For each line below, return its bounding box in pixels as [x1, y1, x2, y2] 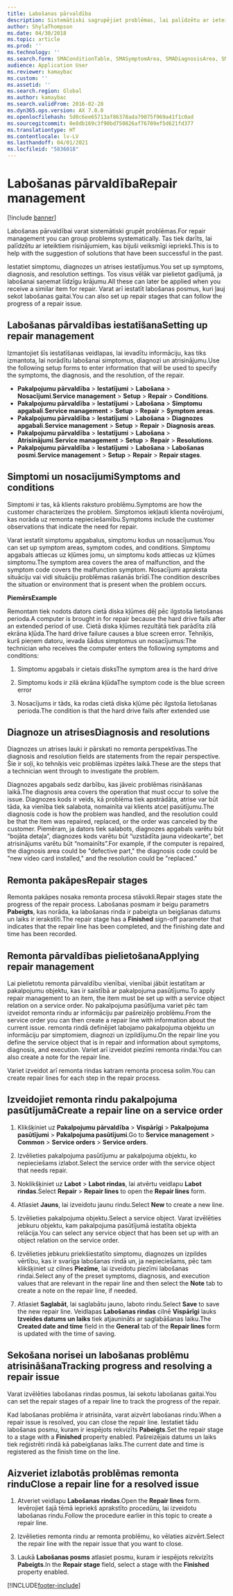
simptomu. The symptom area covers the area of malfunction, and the [7, 558, 205, 566]
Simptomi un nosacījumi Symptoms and [7, 471, 181, 483]
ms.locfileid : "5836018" [7, 146, 79, 153]
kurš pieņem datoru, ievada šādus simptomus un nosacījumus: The [7, 636, 197, 645]
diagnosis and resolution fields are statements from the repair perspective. [7, 752, 221, 760]
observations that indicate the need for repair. [7, 522, 139, 531]
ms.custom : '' [7, 74, 49, 82]
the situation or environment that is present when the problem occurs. [7, 580, 207, 588]
